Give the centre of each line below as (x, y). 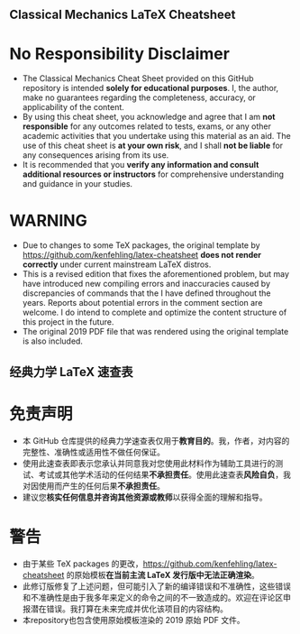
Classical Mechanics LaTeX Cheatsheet (123, 15)
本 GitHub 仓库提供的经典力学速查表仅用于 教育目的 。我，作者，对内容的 (156, 440)
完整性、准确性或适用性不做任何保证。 (93, 452)
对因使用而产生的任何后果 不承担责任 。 (93, 485)
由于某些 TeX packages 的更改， (83, 564)
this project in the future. (68, 322)
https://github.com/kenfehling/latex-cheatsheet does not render (142, 255)
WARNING (48, 221)
